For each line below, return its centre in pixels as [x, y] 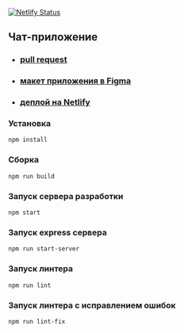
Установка [30, 124]
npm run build [32, 176]
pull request [43, 59]
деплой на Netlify [55, 102]
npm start [25, 213]
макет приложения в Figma [75, 81]
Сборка [24, 160]
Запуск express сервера [57, 232]
